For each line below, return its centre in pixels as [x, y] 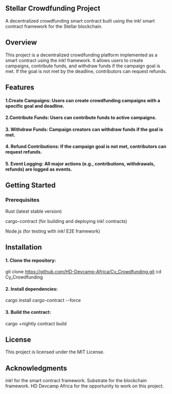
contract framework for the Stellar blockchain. [54, 26]
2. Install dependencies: [32, 289]
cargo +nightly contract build [36, 324]
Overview [21, 42]
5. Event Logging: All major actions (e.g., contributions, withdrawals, [80, 163]
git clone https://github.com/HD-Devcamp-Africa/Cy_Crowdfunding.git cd [83, 272]
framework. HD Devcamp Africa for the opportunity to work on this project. [85, 386]
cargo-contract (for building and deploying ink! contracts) [66, 221]
